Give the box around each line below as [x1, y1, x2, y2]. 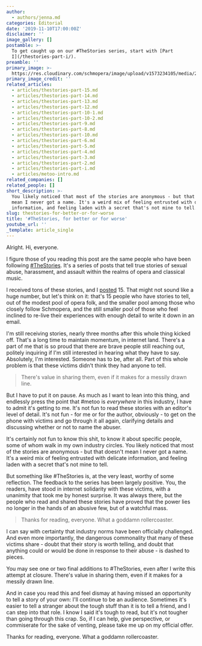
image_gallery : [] [6, 37, 52, 43]
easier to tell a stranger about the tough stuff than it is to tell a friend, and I [6, 602, 191, 609]
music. [6, 275, 23, 282]
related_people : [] [6, 182, 55, 188]
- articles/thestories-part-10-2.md [11, 115, 103, 121]
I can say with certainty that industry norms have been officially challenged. [6, 527, 194, 535]
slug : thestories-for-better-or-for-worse [6, 210, 114, 217]
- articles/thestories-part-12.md [11, 104, 98, 110]
